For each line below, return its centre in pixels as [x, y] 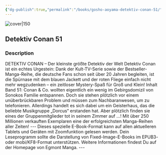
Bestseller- [136, 69]
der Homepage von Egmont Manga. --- [45, 148]
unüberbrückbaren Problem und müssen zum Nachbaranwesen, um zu [77, 100]
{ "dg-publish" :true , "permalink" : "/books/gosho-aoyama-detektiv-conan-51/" [84, 10]
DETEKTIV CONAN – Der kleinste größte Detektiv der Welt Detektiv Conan [80, 64]
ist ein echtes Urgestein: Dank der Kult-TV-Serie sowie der [65, 69]
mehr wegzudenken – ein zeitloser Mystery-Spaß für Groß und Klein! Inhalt [81, 85]
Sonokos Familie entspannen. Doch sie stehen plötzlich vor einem [72, 95]
